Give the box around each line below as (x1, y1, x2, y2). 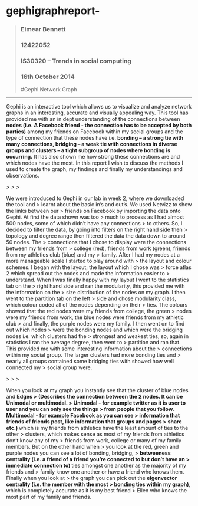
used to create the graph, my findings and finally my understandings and (6, 166, 183, 173)
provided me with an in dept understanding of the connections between (6, 116, 181, 123)
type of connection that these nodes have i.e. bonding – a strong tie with (6, 134, 184, 142)
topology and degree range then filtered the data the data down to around (6, 232, 186, 239)
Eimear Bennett (20, 25, 66, 34)
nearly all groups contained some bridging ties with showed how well (6, 358, 174, 365)
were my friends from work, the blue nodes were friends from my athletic (6, 314, 184, 321)
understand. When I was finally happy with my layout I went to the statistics (6, 276, 189, 284)
